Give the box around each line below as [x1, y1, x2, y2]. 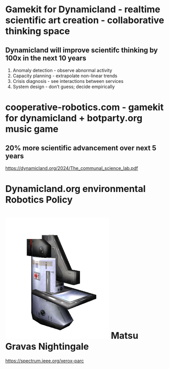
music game [5, 123, 59, 135]
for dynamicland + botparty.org [5, 113, 142, 124]
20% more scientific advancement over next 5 [5, 143, 157, 152]
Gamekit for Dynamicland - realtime [5, 4, 160, 15]
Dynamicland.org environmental [5, 183, 146, 195]
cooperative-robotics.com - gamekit [5, 101, 164, 113]
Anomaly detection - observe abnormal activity [12, 68, 113, 73]
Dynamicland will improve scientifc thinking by [5, 46, 158, 54]
